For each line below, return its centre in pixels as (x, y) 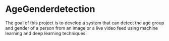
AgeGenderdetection (50, 9)
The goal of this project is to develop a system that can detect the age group (85, 23)
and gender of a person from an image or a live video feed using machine (81, 28)
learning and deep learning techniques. (46, 33)
